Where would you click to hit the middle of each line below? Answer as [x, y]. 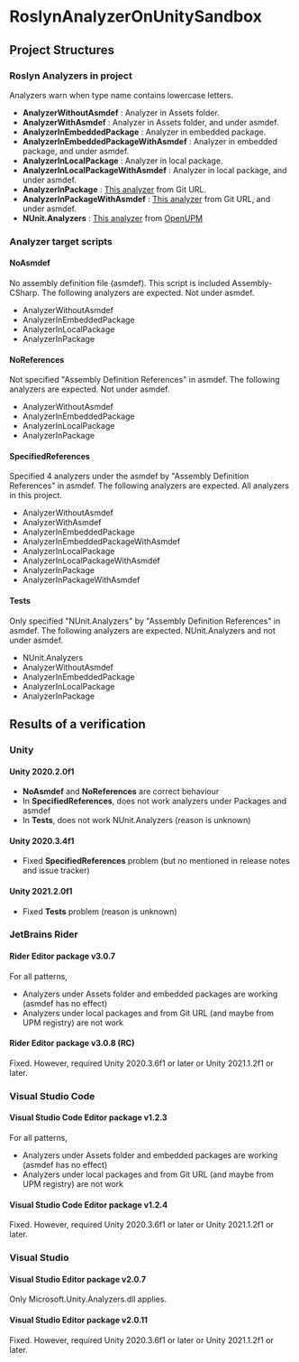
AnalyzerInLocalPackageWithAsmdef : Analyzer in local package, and [154, 170]
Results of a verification [77, 724]
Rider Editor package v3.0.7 [62, 956]
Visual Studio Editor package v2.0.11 [79, 1320]
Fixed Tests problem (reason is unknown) [100, 911]
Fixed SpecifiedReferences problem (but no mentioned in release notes [156, 861]
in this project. [36, 496]
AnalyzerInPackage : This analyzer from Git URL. [114, 189]
